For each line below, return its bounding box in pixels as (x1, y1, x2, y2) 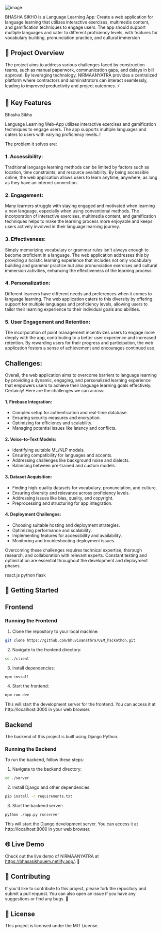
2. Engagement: (5, 191, 44, 198)
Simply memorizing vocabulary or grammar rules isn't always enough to (5, 247, 149, 253)
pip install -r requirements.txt (5, 794, 73, 799)
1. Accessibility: (5, 153, 43, 160)
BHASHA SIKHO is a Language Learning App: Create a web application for (5, 14, 154, 19)
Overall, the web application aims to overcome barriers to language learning (5, 372, 157, 378)
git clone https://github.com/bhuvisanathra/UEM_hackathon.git (5, 638, 136, 643)
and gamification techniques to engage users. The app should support (5, 24, 146, 30)
